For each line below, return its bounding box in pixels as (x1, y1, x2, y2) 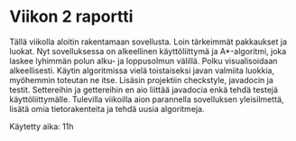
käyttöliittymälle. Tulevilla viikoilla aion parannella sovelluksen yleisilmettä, (9, 93, 284, 105)
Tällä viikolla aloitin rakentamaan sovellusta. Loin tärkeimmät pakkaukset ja (9, 36, 287, 47)
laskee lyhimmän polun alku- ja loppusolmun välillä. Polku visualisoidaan (9, 55, 278, 66)
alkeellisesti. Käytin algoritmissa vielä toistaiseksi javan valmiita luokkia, (9, 65, 275, 76)
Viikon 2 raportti (9, 6, 134, 27)
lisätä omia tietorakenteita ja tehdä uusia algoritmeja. (9, 103, 205, 114)
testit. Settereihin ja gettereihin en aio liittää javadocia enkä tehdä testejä (9, 84, 278, 95)
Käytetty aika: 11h (9, 120, 74, 132)
